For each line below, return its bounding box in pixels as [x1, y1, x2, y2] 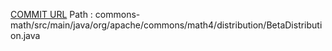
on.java [10, 30, 41, 41]
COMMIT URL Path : [10, 9, 93, 20]
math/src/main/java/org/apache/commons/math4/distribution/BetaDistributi [10, 19, 323, 31]
